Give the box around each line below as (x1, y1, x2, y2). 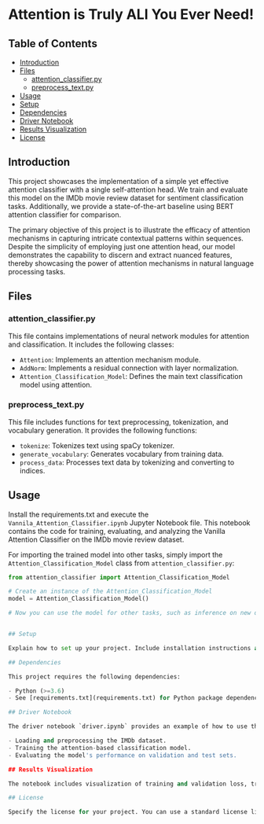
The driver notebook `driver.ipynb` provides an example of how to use (8, 723, 247, 730)
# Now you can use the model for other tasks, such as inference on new (8, 609, 251, 617)
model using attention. (19, 380, 93, 389)
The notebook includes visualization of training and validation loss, (8, 780, 247, 788)
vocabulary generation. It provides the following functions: (8, 425, 198, 435)
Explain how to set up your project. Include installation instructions (8, 644, 251, 652)
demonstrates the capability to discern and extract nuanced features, (8, 250, 233, 259)
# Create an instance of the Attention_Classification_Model (8, 587, 213, 595)
